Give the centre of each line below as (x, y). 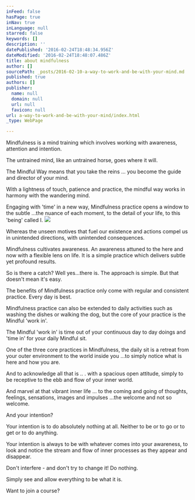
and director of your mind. (37, 178)
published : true (26, 77)
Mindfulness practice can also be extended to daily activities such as (89, 308)
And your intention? (30, 415)
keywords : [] (22, 39)
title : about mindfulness (37, 61)
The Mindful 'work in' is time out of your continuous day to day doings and (96, 332)
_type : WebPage (25, 121)
